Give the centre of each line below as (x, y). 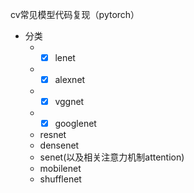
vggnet (69, 102)
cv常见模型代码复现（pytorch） (75, 14)
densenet (59, 145)
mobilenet (60, 169)
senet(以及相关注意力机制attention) (112, 157)
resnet (53, 135)
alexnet (70, 80)
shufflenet (60, 179)
